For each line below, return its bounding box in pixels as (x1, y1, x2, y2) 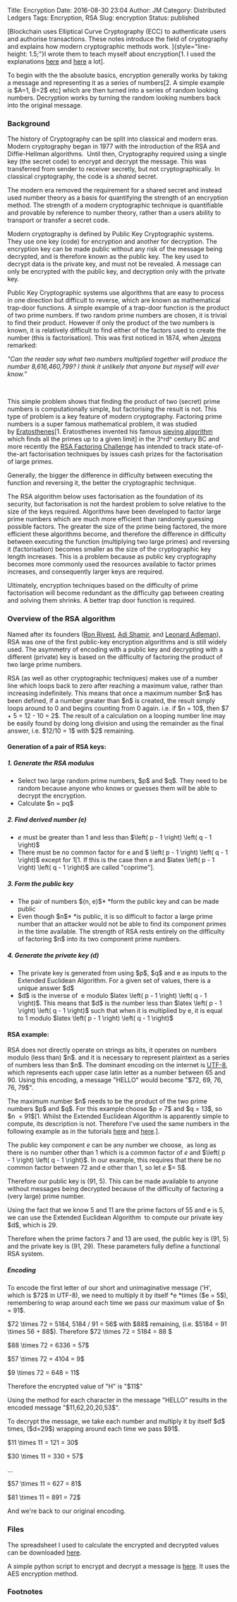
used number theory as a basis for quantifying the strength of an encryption (7, 194, 229, 202)
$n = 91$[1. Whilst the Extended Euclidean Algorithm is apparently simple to (7, 1112, 229, 1120)
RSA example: (7, 1030, 49, 1038)
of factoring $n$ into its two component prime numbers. (17, 935, 181, 944)
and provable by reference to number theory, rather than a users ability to (7, 209, 221, 217)
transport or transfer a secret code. (7, 216, 110, 225)
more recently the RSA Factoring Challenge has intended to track (7, 442, 196, 451)
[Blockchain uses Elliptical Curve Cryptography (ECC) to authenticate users (7, 28, 226, 35)
